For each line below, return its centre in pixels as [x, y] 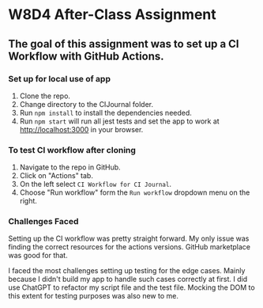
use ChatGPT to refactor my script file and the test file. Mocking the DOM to [131, 287]
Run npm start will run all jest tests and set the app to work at [119, 121]
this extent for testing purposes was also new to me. [94, 296]
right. [28, 201]
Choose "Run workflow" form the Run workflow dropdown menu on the [135, 192]
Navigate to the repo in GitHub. [70, 167]
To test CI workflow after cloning [72, 150]
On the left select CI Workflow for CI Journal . [96, 184]
